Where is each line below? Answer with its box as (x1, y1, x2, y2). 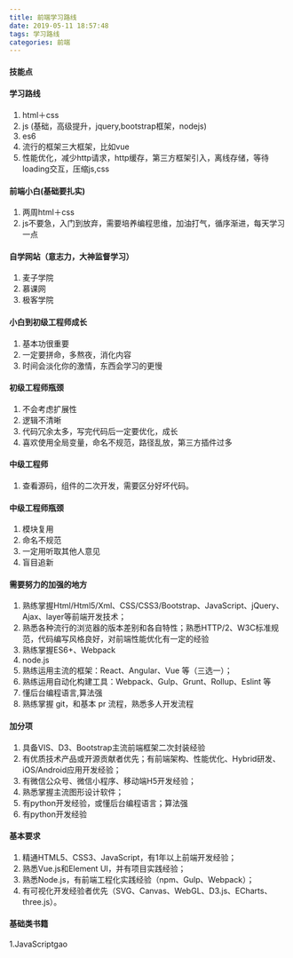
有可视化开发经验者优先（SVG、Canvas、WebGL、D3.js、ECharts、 (21, 885, 273, 896)
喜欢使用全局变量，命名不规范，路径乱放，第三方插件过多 (21, 437, 233, 447)
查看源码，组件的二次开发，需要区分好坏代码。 (21, 480, 194, 491)
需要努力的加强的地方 (9, 579, 87, 590)
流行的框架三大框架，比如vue (21, 141, 131, 152)
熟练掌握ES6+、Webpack (21, 645, 116, 655)
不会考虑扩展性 (21, 403, 77, 414)
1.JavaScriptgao (9, 938, 68, 950)
